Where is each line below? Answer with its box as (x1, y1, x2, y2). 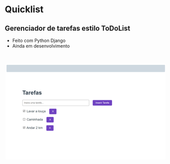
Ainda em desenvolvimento (12, 43, 70, 49)
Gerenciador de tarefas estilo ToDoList (5, 24, 131, 33)
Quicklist (5, 4, 44, 15)
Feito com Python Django (12, 37, 66, 43)
